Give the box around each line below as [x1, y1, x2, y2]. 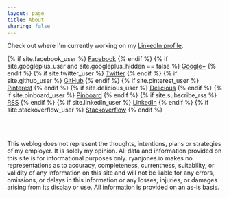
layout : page [7, 10, 45, 17]
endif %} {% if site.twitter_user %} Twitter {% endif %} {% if [7, 69, 178, 77]
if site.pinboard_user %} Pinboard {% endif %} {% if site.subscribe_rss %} [7, 91, 217, 99]
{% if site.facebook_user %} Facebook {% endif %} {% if [7, 55, 168, 63]
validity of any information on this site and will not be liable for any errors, [7, 169, 215, 177]
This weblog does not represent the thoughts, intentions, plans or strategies [7, 140, 221, 148]
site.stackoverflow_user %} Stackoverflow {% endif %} [7, 106, 163, 114]
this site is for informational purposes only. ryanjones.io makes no [7, 154, 193, 162]
